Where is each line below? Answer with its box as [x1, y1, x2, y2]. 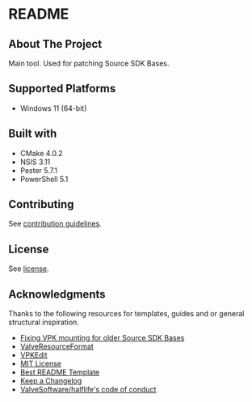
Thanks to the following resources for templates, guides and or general [8, 309, 245, 319]
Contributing [8, 197, 74, 211]
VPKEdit [19, 350, 48, 360]
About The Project [8, 37, 103, 51]
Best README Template [19, 367, 100, 377]
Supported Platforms [8, 82, 116, 95]
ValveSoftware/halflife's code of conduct [19, 385, 157, 395]
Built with [8, 127, 57, 141]
